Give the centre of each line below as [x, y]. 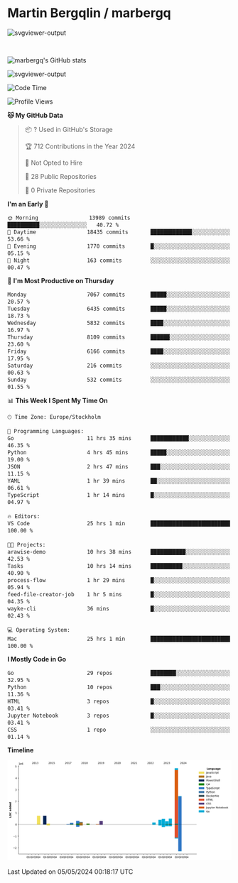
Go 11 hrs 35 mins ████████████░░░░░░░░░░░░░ [119, 438]
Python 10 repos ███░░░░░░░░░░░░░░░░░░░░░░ [119, 687]
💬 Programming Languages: [45, 431]
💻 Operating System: [39, 630]
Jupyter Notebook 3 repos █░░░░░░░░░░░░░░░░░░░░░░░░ [119, 715]
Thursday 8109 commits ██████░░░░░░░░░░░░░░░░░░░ [119, 337]
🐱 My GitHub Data [36, 115]
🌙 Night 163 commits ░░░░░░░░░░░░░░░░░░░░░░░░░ [119, 260]
